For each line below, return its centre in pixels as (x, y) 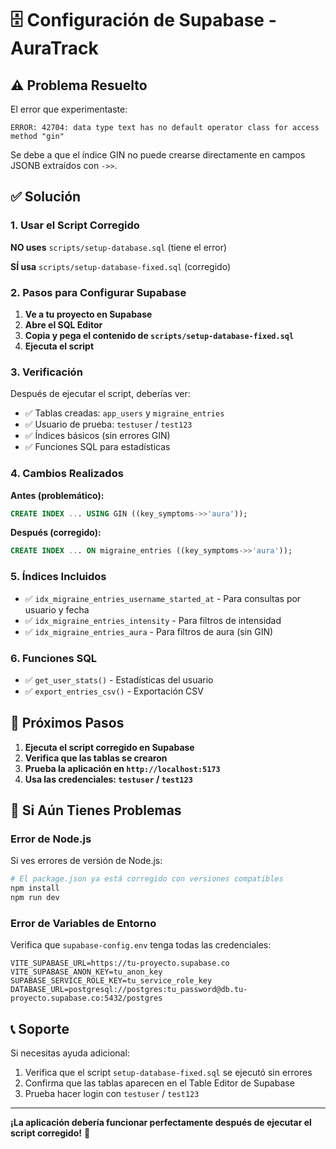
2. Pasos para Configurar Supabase (98, 292)
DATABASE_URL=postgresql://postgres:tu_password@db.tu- (129, 990)
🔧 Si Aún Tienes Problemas (96, 810)
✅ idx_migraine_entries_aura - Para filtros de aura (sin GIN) (149, 631)
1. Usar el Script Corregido (75, 225)
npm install (35, 888)
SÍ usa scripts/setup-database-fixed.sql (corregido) (121, 266)
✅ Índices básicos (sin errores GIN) (97, 436)
